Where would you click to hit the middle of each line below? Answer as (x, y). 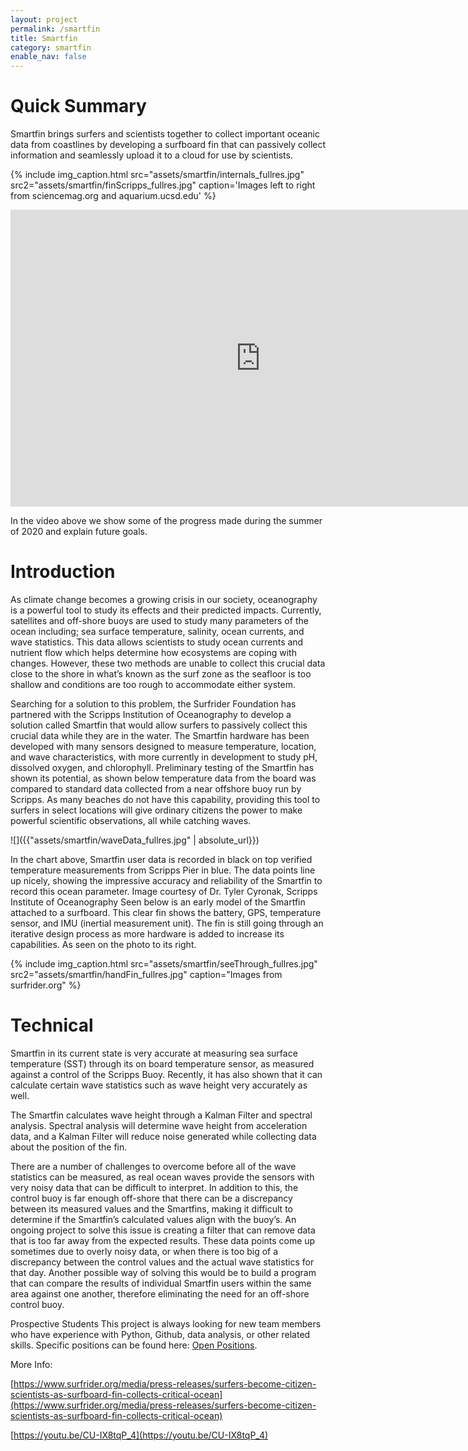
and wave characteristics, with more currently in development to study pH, (164, 757)
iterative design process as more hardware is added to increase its (147, 934)
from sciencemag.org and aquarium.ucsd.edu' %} (113, 196)
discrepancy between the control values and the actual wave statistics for (162, 1262)
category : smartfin (51, 47)
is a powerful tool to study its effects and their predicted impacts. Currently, (166, 610)
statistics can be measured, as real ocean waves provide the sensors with (162, 1177)
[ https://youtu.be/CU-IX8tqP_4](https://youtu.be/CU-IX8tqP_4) (139, 1435)
